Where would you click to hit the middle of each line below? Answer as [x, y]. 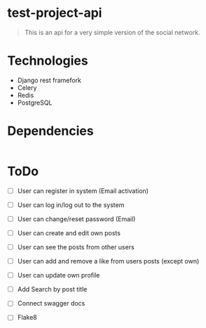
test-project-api [55, 13]
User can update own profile [59, 275]
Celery [27, 87]
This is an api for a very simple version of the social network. [112, 32]
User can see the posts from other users [76, 247]
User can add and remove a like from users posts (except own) [108, 261]
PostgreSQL [35, 103]
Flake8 [27, 317]
